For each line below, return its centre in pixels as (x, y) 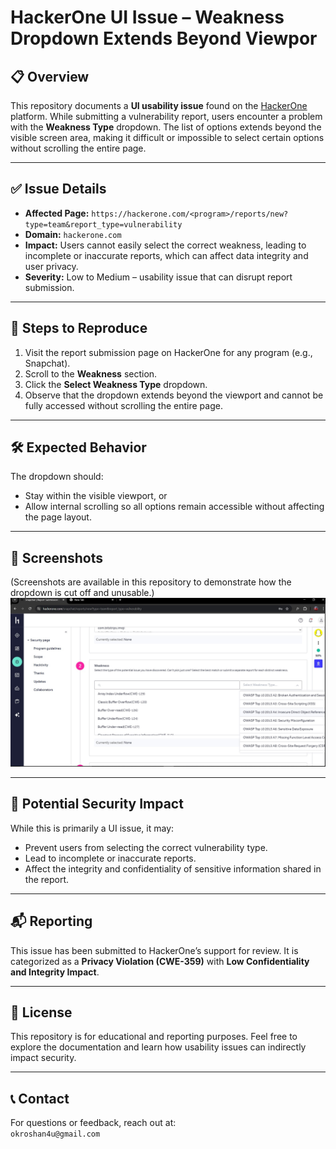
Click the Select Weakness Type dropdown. (116, 384)
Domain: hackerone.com (73, 234)
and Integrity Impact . (55, 972)
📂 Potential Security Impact (97, 804)
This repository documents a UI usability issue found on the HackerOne (159, 105)
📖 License (41, 1012)
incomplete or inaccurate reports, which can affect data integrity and (166, 255)
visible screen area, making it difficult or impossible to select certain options (167, 137)
